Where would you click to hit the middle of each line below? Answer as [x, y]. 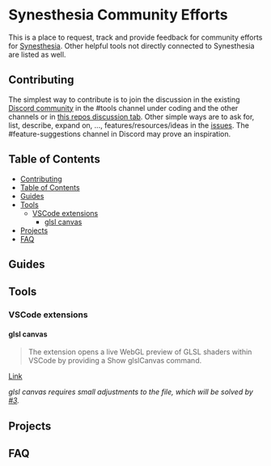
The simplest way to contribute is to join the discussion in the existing [124, 100]
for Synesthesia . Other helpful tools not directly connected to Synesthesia [131, 45]
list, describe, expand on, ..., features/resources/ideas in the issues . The [129, 125]
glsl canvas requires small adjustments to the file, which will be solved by [131, 392]
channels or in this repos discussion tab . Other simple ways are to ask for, [131, 116]
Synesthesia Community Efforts [118, 15]
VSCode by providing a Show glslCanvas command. [115, 361]
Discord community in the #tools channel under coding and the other [123, 108]
